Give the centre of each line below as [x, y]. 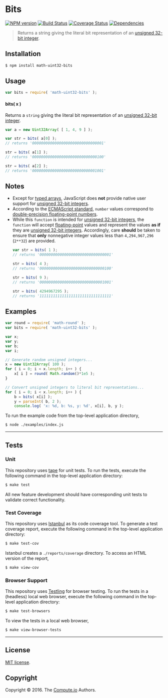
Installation [23, 54]
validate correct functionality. [35, 500]
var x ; [12, 337]
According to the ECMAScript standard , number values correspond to [83, 209]
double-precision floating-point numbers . [55, 214]
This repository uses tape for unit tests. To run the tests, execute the [76, 470]
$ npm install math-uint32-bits [39, 65]
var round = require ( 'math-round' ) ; [45, 323]
